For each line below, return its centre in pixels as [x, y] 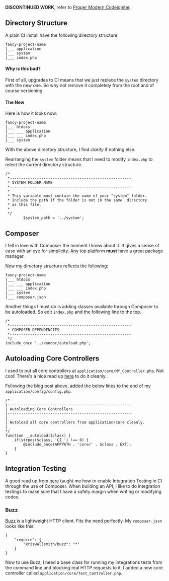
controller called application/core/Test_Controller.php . [64, 573]
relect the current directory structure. [44, 165]
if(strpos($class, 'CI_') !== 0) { [52, 440]
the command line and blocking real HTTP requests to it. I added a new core [84, 567]
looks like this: [20, 526]
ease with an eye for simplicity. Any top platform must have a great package [84, 251]
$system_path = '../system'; [54, 218]
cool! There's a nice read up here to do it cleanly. [56, 376]
